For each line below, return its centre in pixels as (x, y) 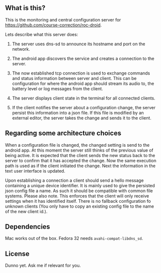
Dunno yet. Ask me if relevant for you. (43, 266)
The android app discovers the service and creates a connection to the (83, 58)
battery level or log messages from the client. (57, 88)
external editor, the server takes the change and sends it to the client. (82, 118)
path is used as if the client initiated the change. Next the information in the (80, 166)
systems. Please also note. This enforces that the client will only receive (77, 196)
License (17, 254)
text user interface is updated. (35, 171)
